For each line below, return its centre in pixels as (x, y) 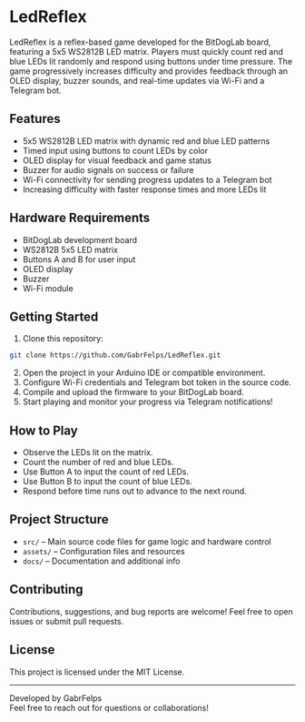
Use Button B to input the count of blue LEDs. (107, 482)
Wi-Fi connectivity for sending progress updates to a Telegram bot (147, 179)
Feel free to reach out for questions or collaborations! (109, 707)
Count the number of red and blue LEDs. (98, 463)
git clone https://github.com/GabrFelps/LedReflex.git (115, 356)
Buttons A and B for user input (79, 259)
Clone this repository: (63, 339)
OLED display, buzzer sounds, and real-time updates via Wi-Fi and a (137, 80)
